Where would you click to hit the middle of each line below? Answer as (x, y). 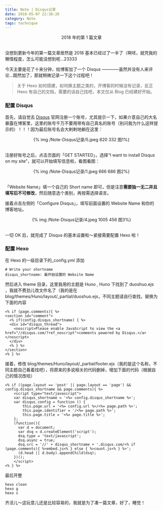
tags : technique (21, 23)
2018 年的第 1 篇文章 (81, 37)
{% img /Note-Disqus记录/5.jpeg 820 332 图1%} (81, 139)
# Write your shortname (29, 269)
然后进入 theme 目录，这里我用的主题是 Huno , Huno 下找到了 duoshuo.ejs (80, 284)
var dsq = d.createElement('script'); (57, 432)
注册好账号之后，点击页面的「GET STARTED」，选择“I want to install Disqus (80, 155)
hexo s (12, 493)
